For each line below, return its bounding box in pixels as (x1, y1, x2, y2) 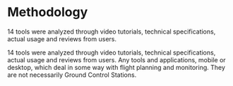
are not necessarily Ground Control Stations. (7, 71, 137, 79)
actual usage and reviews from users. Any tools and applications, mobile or (7, 55, 226, 64)
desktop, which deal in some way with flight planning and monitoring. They (7, 63, 226, 71)
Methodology (7, 4, 88, 20)
